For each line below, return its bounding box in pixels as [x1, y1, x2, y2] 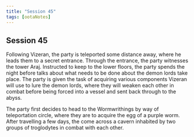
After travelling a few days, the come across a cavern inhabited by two [6, 118, 176, 125]
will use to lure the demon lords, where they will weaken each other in [6, 82, 174, 89]
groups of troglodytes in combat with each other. [6, 124, 124, 131]
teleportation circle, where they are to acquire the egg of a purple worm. [6, 112, 180, 119]
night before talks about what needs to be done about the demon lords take [6, 69, 188, 76]
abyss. [6, 94, 22, 101]
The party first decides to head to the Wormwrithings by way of [6, 106, 160, 113]
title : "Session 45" [6, 8, 57, 15]
